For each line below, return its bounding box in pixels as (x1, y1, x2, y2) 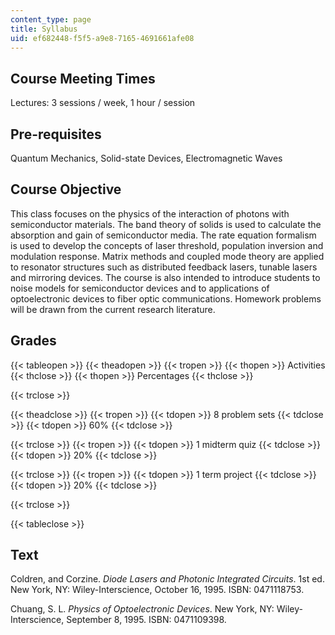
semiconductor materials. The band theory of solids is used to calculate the (10, 218, 322, 230)
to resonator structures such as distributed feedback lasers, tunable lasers (10, 261, 318, 273)
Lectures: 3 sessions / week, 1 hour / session (10, 97, 196, 109)
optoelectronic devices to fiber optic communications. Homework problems (10, 292, 322, 305)
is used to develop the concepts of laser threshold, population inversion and (10, 239, 324, 251)
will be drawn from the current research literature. (10, 303, 216, 315)
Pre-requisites (10, 126, 102, 143)
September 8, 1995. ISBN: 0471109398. (66, 614, 227, 626)
